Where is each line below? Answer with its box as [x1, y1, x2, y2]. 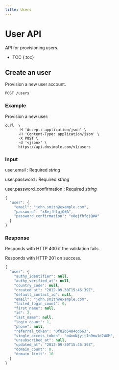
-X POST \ [18, 136, 38, 141]
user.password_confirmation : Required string [5, 186, 97, 192]
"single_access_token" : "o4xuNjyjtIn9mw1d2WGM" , [14, 333, 115, 338]
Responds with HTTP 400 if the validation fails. [5, 246, 100, 252]
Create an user [5, 68, 51, 77]
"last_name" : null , [14, 315, 54, 320]
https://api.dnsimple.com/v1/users [18, 144, 91, 149]
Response [5, 234, 29, 241]
